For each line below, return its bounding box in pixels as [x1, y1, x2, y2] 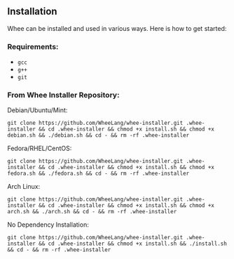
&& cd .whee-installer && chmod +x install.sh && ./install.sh [38, 240, 228, 248]
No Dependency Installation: [7, 220, 89, 229]
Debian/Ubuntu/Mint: [7, 106, 68, 114]
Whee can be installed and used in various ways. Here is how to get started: [7, 24, 227, 32]
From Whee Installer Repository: [7, 91, 120, 100]
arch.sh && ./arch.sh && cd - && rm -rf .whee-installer [7, 208, 177, 215]
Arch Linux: [7, 182, 41, 191]
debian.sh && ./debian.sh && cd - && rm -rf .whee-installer [7, 132, 190, 139]
